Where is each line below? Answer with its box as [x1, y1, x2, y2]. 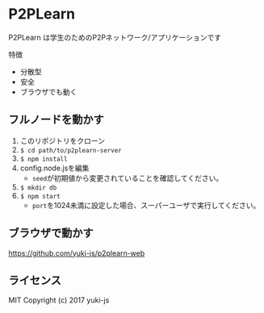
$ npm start [19, 192, 61, 200]
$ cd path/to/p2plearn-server [19, 146, 123, 154]
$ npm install [19, 155, 68, 163]
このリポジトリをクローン [19, 136, 106, 145]
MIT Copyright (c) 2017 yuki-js [8, 295, 110, 305]
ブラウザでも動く [19, 86, 78, 97]
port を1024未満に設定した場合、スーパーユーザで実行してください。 [31, 200, 261, 210]
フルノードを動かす [8, 113, 104, 127]
